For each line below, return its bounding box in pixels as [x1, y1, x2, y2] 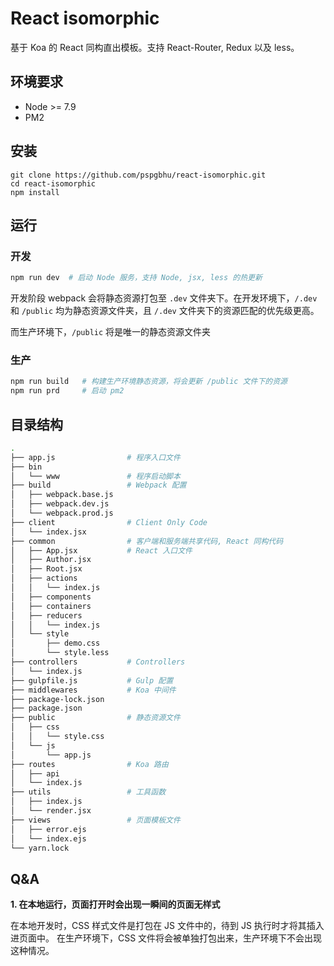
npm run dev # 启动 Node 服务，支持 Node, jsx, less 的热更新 [10, 273, 263, 283]
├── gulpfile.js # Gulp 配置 [10, 675, 174, 686]
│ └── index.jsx [10, 527, 87, 537]
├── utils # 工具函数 [10, 787, 167, 797]
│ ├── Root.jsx [10, 564, 83, 574]
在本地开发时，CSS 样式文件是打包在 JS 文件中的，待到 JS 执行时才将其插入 [10, 920, 325, 932]
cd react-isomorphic [10, 178, 97, 189]
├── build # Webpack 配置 [10, 480, 187, 491]
